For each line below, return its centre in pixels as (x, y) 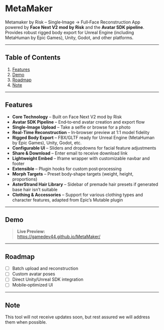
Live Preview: (31, 231)
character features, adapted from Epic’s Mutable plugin (67, 200)
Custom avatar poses (33, 274)
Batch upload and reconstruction (45, 268)
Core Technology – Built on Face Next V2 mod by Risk (67, 117)
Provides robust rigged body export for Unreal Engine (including (70, 32)
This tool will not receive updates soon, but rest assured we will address (78, 317)
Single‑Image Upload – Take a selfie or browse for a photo (71, 127)
